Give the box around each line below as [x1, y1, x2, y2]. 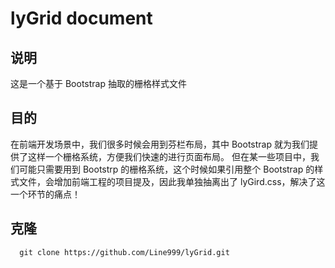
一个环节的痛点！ [10, 188, 81, 200]
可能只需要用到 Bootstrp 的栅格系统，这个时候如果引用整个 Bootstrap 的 [18, 163, 315, 175]
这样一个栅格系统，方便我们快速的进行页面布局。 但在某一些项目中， [27, 150, 311, 162]
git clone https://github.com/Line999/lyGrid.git [19, 247, 230, 257]
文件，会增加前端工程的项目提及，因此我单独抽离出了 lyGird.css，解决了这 [18, 175, 326, 187]
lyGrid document [10, 7, 153, 30]
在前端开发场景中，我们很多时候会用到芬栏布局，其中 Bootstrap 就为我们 [10, 138, 310, 150]
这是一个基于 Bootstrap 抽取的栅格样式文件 [10, 78, 187, 89]
